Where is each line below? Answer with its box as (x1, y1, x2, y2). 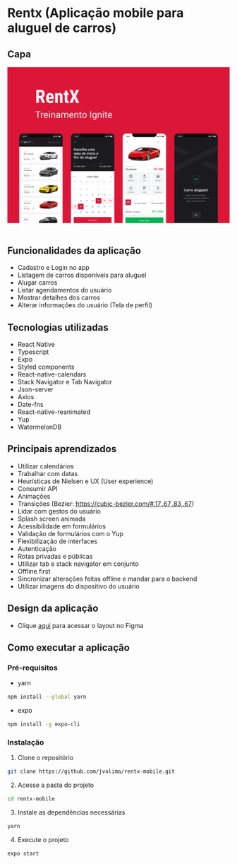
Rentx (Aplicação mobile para (7, 5, 184, 21)
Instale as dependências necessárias (17, 808, 126, 817)
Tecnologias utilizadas (7, 321, 109, 333)
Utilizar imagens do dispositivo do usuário (17, 581, 140, 591)
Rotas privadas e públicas (17, 552, 93, 560)
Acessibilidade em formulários (17, 521, 107, 531)
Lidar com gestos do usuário (17, 507, 101, 515)
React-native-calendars (17, 370, 87, 379)
